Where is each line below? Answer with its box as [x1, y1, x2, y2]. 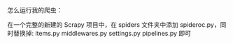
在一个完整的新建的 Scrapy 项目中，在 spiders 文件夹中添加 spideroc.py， [7, 21, 220, 29]
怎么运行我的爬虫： [7, 6, 63, 14]
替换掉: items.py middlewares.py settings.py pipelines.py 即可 [13, 30, 191, 37]
